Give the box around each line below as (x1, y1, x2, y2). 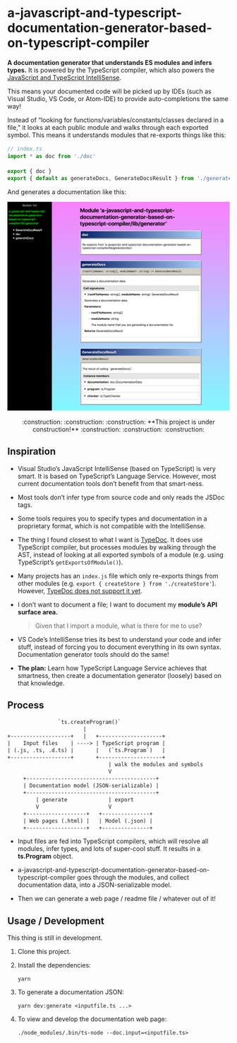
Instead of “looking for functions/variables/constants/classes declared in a (7, 115, 224, 124)
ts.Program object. (17, 852, 73, 861)
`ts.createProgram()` (57, 719, 121, 726)
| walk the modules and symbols (108, 761, 203, 768)
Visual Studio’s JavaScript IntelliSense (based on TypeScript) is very (17, 464, 217, 472)
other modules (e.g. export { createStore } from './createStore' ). (17, 579, 217, 588)
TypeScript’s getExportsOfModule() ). (17, 558, 123, 566)
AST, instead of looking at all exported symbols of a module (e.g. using (17, 550, 224, 559)
